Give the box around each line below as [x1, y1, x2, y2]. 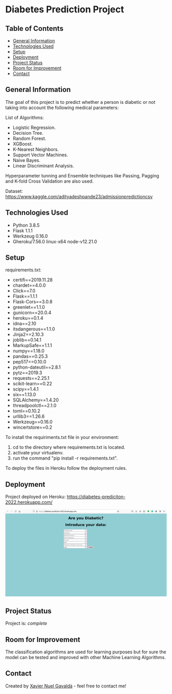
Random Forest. [12, 135, 47, 141]
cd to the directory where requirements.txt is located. [12, 444, 125, 450]
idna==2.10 [12, 320, 37, 327]
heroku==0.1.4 [12, 315, 44, 321]
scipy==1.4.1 [12, 386, 39, 392]
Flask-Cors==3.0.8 [12, 299, 53, 305]
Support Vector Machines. [12, 152, 68, 158]
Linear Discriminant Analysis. [12, 162, 74, 169]
